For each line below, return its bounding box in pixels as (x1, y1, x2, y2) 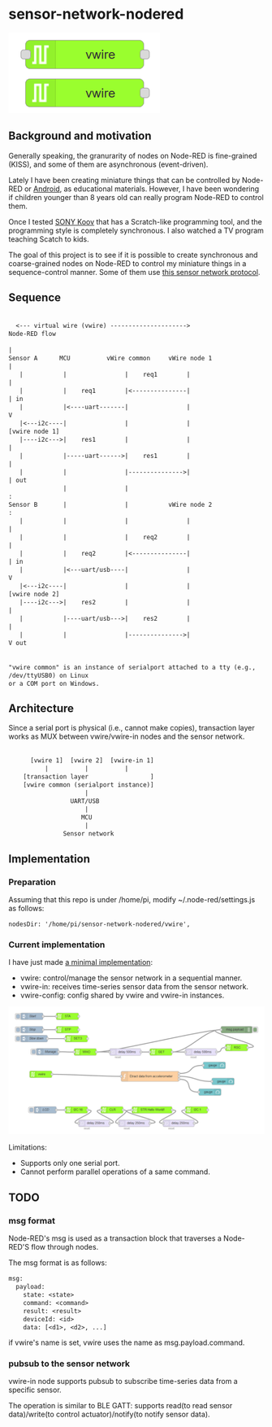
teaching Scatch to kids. (8, 233, 89, 244)
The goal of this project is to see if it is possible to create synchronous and (8, 250, 258, 260)
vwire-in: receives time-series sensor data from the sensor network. (19, 982, 249, 992)
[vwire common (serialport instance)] (23, 781, 154, 789)
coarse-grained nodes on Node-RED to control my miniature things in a (8, 258, 247, 268)
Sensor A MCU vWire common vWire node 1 (8, 354, 213, 362)
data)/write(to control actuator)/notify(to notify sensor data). (8, 1409, 210, 1420)
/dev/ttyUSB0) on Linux (8, 671, 89, 679)
